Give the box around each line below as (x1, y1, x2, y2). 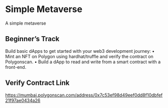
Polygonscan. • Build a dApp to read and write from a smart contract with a (5, 59, 161, 65)
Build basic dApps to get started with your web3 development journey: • (5, 48, 155, 54)
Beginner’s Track (5, 35, 60, 43)
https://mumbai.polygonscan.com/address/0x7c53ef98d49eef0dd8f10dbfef (5, 92, 163, 98)
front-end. (5, 64, 27, 70)
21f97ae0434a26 (5, 97, 41, 103)
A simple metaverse (5, 20, 47, 26)
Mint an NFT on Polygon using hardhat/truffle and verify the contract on (5, 53, 154, 59)
